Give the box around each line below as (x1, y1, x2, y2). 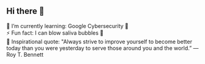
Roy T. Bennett (6, 51, 44, 58)
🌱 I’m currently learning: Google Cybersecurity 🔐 (6, 22, 129, 29)
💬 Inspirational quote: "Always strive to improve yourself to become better (6, 38, 193, 45)
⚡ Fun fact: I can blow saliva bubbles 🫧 (6, 29, 104, 37)
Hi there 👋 (6, 6, 45, 16)
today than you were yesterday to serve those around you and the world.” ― (6, 44, 199, 52)
